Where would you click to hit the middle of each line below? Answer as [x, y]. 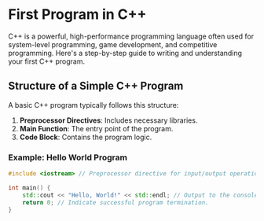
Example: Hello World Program [68, 157]
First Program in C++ [77, 15]
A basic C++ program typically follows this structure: [93, 105]
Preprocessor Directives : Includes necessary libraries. [108, 120]
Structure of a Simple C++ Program [96, 86]
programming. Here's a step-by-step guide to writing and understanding [125, 53]
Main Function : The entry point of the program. [96, 128]
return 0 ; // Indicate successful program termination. [116, 202]
